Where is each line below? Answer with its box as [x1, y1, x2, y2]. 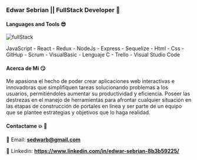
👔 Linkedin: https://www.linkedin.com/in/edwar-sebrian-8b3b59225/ [6, 147, 179, 154]
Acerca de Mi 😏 [6, 65, 46, 72]
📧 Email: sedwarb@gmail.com [6, 136, 81, 143]
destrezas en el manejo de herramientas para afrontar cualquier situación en [6, 96, 192, 104]
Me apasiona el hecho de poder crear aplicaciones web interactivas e [6, 78, 175, 85]
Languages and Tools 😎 [6, 21, 66, 28]
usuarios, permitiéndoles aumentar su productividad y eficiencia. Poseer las [6, 90, 191, 97]
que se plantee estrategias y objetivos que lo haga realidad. [6, 109, 151, 116]
